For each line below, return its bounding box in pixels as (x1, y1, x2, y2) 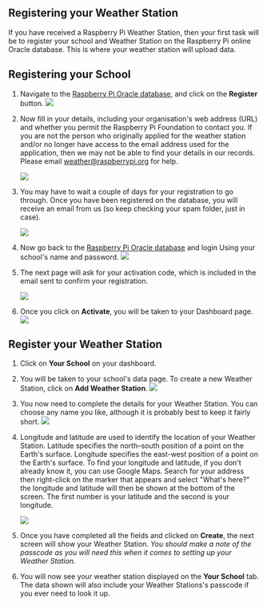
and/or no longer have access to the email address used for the (19, 139, 229, 149)
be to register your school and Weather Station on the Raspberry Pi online (8, 36, 252, 46)
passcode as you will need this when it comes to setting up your (19, 548, 232, 557)
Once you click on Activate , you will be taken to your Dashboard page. (19, 307, 253, 316)
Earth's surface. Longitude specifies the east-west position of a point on (19, 450, 258, 459)
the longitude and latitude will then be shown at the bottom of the (19, 483, 236, 493)
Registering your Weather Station (8, 6, 178, 20)
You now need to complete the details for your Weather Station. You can (19, 399, 258, 409)
